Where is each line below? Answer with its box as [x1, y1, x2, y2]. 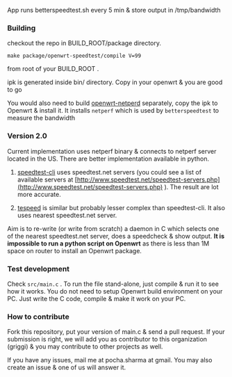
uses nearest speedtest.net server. [17, 211, 117, 219]
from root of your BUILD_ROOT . [7, 65, 99, 73]
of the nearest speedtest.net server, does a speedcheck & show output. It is [7, 232, 224, 240]
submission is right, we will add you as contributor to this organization [7, 335, 207, 344]
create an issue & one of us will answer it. [7, 363, 126, 371]
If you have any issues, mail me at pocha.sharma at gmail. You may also [7, 356, 213, 364]
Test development [7, 264, 70, 273]
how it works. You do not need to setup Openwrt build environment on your [7, 287, 223, 295]
